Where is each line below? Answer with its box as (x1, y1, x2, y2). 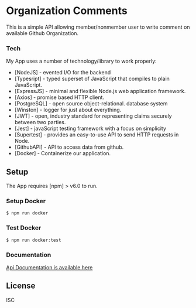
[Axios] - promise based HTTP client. (14, 94, 104, 101)
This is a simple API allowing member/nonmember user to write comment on (6, 23, 190, 30)
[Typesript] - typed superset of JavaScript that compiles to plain (14, 75, 170, 83)
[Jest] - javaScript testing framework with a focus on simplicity (14, 125, 167, 132)
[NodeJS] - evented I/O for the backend (14, 69, 111, 76)
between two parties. (14, 119, 66, 126)
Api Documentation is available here (6, 263, 93, 271)
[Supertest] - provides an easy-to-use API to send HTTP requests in (14, 131, 179, 138)
